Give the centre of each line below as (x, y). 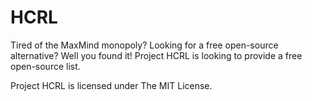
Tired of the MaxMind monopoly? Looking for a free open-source (144, 45)
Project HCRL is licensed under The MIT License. (111, 85)
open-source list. (45, 66)
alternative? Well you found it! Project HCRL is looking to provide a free (156, 55)
